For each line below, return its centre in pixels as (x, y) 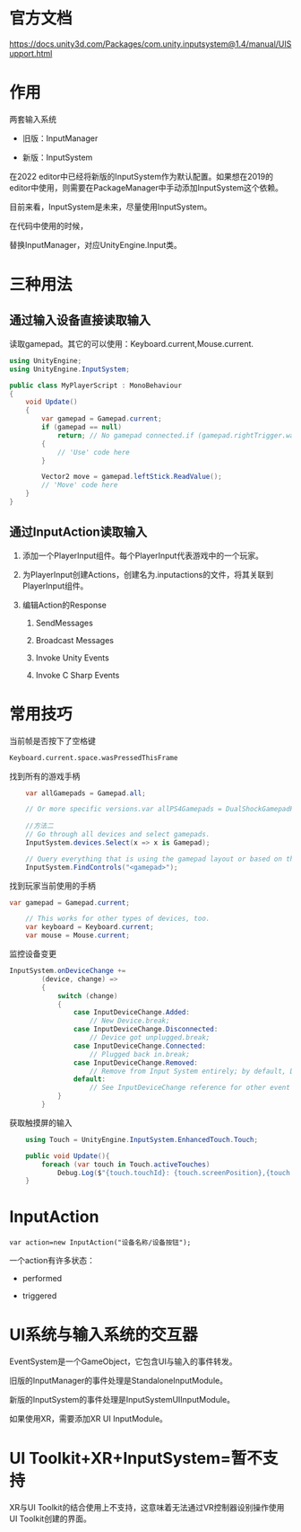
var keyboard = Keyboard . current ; (90, 927)
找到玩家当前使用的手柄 (52, 885)
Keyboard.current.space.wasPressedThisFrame (94, 757)
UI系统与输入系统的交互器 (104, 1335)
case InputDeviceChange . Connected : (139, 1046)
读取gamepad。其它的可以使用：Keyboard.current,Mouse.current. (131, 343)
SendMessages (64, 623)
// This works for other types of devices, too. (118, 919)
